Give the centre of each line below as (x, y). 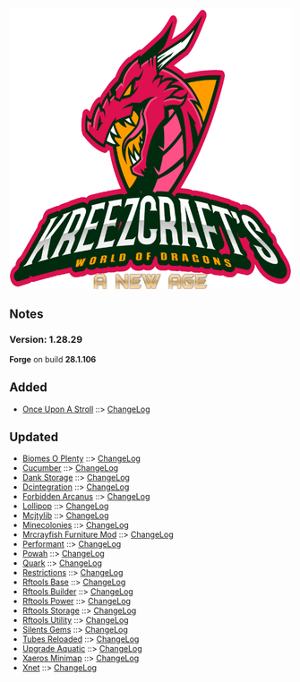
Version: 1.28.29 (46, 340)
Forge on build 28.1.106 (53, 359)
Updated (34, 437)
